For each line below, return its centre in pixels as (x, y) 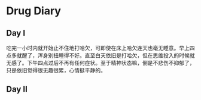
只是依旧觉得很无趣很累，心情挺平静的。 (56, 70)
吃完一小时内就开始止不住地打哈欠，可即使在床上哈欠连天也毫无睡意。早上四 (100, 48)
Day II (17, 90)
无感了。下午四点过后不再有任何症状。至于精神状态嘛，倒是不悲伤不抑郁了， (100, 63)
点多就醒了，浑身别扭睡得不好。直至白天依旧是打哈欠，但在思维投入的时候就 (100, 55)
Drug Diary (34, 11)
